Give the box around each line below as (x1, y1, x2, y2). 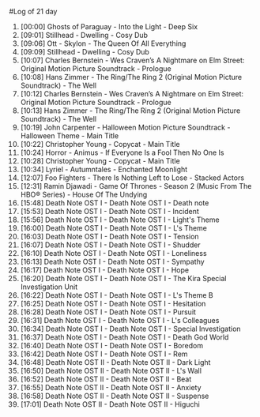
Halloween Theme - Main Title (20, 131, 119, 141)
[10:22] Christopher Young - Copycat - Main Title (20, 140, 180, 148)
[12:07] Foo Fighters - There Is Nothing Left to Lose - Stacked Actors (20, 173, 244, 182)
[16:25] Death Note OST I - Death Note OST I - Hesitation (20, 299, 206, 308)
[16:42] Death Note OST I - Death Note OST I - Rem (20, 349, 188, 359)
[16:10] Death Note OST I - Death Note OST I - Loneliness (20, 249, 208, 257)
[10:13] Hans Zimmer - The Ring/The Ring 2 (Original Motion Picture (20, 106, 241, 115)
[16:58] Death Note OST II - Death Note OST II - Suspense (20, 391, 209, 400)
